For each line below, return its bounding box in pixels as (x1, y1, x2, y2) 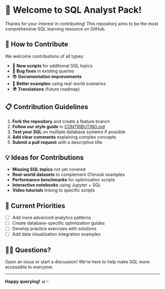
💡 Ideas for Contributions (5, 153, 84, 162)
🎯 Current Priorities (5, 202, 65, 210)
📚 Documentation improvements (12, 73, 82, 79)
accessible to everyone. (5, 264, 54, 270)
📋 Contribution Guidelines (5, 103, 88, 111)
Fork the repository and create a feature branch (12, 118, 110, 124)
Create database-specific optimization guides (12, 220, 105, 226)
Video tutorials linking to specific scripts (12, 187, 95, 193)
